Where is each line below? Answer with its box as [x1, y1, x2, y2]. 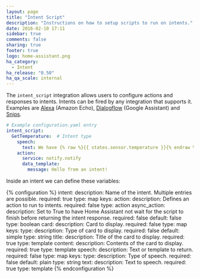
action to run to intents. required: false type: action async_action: [6, 202, 165, 209]
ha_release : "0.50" [6, 70, 55, 76]
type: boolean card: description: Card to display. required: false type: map [6, 221, 187, 227]
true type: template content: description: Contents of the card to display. [6, 240, 183, 246]
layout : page [6, 8, 39, 15]
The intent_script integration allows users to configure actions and [6, 92, 173, 99]
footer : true [6, 48, 39, 54]
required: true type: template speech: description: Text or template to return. [6, 246, 193, 253]
